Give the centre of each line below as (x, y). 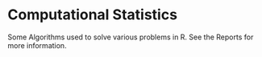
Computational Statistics (93, 15)
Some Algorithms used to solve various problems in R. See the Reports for (131, 37)
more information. (37, 45)
